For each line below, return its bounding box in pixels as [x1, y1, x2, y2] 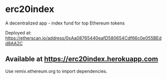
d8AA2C [5, 40, 23, 46]
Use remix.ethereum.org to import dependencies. [5, 68, 108, 74]
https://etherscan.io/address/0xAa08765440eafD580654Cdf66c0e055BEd [5, 35, 162, 41]
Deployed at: [5, 29, 32, 35]
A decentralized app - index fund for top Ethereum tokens [5, 20, 125, 26]
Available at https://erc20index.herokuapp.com [5, 55, 158, 63]
